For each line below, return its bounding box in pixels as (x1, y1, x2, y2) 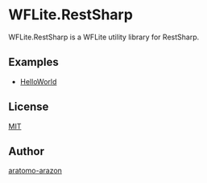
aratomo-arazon (8, 166, 63, 176)
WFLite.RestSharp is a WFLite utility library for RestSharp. (8, 32, 200, 42)
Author (8, 144, 44, 158)
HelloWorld (19, 76, 57, 86)
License (8, 100, 49, 114)
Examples (8, 55, 59, 69)
